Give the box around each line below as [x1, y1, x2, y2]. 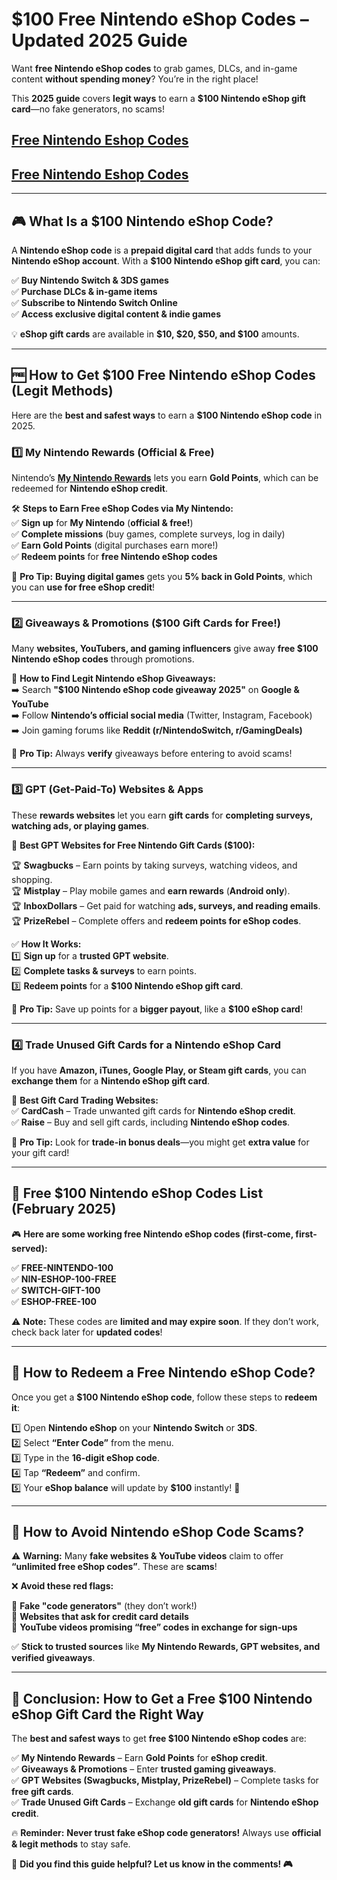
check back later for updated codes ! [11, 1326, 163, 1338]
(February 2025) [11, 1201, 117, 1218]
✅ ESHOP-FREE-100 [11, 1295, 97, 1307]
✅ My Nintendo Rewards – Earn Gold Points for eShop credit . [11, 1752, 268, 1764]
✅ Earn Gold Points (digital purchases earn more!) [11, 539, 219, 552]
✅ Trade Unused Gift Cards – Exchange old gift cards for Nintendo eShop [11, 1796, 319, 1808]
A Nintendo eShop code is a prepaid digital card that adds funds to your [11, 244, 313, 256]
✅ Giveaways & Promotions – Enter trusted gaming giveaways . [11, 1763, 277, 1775]
